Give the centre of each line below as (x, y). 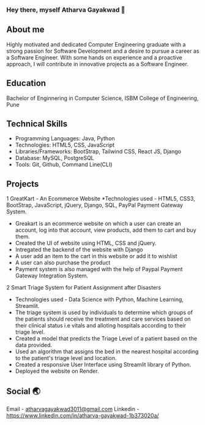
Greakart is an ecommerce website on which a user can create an (98, 224)
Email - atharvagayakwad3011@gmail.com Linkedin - (73, 409)
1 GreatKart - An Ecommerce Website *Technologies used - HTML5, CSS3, (101, 199)
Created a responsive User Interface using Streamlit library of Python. (103, 365)
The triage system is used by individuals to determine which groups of (104, 313)
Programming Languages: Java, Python (65, 139)
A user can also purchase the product (63, 262)
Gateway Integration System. (52, 276)
